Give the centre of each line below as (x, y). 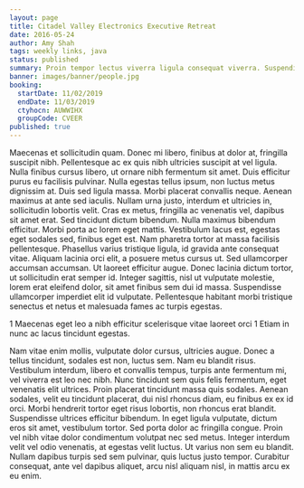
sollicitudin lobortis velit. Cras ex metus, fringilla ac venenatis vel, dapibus (147, 210)
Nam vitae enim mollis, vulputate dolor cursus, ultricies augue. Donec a (142, 351)
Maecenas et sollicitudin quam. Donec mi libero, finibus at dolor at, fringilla (148, 153)
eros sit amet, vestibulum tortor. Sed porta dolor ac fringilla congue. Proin (146, 427)
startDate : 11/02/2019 (60, 93)
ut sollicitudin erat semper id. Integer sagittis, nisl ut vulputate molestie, (142, 277)
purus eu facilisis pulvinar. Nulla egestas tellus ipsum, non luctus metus (142, 181)
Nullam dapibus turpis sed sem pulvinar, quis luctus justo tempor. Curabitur (149, 456)
